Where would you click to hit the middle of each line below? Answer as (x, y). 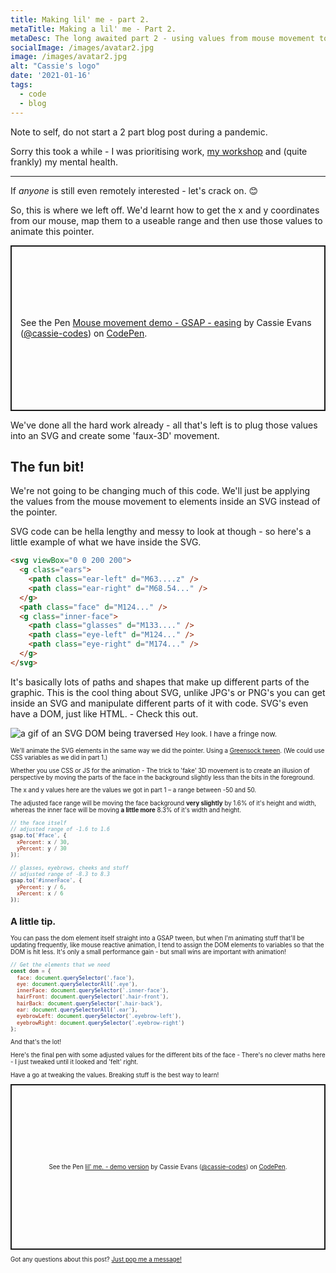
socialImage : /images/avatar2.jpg (82, 47)
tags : (21, 85)
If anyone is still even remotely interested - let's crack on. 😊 (134, 190)
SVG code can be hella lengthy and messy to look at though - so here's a (161, 532)
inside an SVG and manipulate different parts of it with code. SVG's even (159, 703)
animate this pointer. (52, 231)
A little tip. (33, 922)
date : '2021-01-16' (51, 76)
